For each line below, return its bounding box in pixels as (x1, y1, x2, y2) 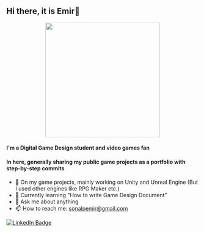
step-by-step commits (6, 165, 65, 172)
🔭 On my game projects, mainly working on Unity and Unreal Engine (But (15, 178, 199, 186)
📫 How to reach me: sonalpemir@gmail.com (15, 205, 128, 212)
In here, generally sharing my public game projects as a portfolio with (6, 158, 186, 165)
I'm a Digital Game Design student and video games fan (6, 144, 150, 151)
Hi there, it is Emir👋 (6, 6, 81, 16)
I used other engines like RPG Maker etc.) (15, 184, 120, 192)
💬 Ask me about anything (15, 198, 79, 205)
